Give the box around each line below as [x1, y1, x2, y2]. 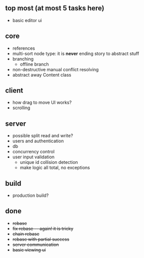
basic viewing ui [12, 246, 46, 252]
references [12, 45, 35, 51]
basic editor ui [12, 17, 42, 23]
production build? [12, 192, 49, 198]
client [5, 86, 23, 95]
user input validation [12, 154, 55, 160]
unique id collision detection [19, 159, 78, 165]
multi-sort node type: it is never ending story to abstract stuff [12, 50, 139, 57]
